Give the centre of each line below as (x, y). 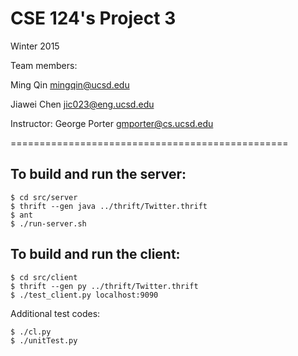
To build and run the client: (95, 254)
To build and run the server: (98, 174)
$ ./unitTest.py (44, 340)
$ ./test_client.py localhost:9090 (84, 295)
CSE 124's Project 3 (93, 18)
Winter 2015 (35, 46)
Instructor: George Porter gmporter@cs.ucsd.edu (112, 123)
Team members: (44, 65)
